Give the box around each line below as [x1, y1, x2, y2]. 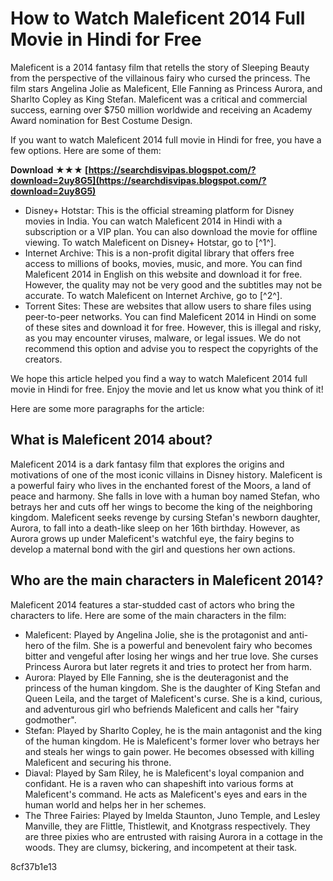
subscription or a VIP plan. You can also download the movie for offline [24, 225, 318, 237]
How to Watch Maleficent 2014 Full [10, 7, 306, 30]
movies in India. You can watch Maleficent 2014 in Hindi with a [24, 215, 283, 227]
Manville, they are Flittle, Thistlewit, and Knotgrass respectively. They [24, 820, 311, 832]
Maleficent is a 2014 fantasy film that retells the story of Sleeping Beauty [10, 61, 310, 73]
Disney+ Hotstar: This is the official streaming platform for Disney [24, 204, 295, 216]
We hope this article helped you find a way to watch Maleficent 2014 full [10, 372, 308, 384]
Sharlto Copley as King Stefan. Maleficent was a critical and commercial [10, 93, 308, 105]
